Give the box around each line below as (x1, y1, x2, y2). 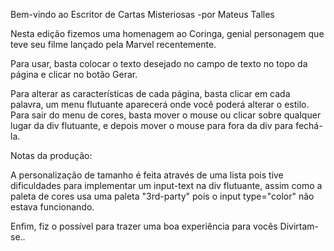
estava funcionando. (10, 201, 95, 213)
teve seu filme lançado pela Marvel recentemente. (10, 39, 217, 50)
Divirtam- (279, 220, 319, 232)
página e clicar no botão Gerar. (10, 69, 138, 80)
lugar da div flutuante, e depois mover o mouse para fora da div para (10, 120, 294, 131)
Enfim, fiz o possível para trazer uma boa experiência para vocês (10, 220, 278, 232)
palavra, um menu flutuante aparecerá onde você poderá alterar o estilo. (10, 99, 310, 110)
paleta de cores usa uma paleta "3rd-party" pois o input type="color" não (10, 190, 315, 202)
